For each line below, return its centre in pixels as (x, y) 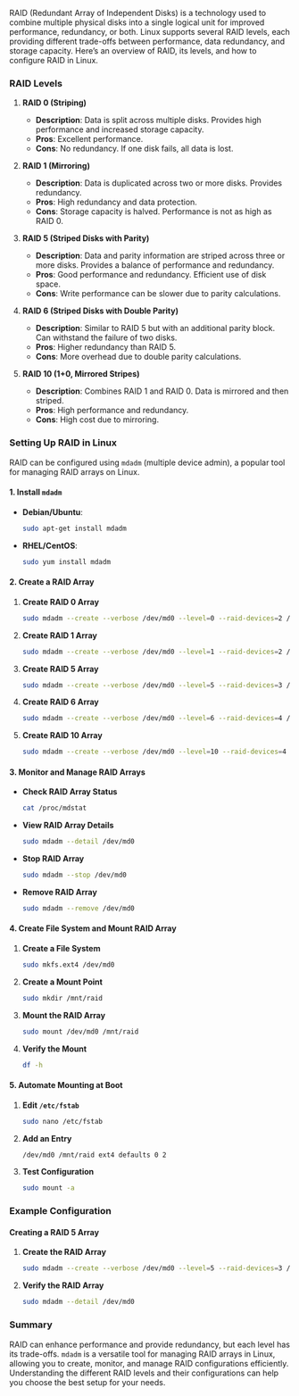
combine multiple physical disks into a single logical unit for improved (137, 22)
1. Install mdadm (36, 492)
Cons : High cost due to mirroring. (97, 420)
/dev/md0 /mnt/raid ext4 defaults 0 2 (94, 1155)
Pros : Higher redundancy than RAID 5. (106, 347)
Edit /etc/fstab (50, 1105)
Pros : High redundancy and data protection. (116, 202)
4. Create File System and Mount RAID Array (93, 928)
